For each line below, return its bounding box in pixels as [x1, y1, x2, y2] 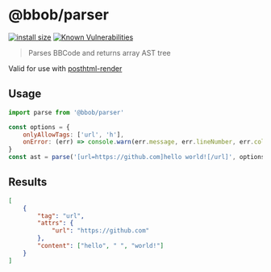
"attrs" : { [37, 220, 74, 228]
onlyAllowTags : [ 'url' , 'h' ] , [23, 131, 125, 139]
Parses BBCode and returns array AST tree [27, 48, 171, 57]
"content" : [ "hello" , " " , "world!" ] [37, 242, 164, 250]
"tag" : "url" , [37, 211, 85, 220]
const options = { [8, 123, 70, 131]
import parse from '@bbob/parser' [8, 108, 125, 116]
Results [8, 175, 48, 189]
